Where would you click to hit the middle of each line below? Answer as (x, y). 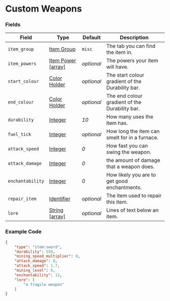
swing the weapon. (129, 152)
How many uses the (130, 117)
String (56, 210)
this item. (117, 202)
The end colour (124, 96)
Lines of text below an (132, 210)
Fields (13, 25)
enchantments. (124, 187)
